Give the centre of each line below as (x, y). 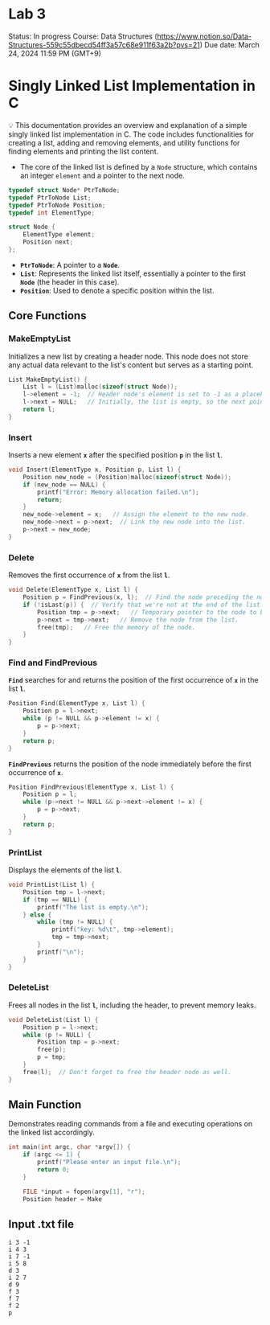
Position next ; (48, 242)
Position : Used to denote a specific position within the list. (117, 290)
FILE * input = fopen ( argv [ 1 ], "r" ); (84, 1192)
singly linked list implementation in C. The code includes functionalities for (131, 134)
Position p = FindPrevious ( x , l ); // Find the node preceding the (138, 597)
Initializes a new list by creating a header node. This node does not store (129, 356)
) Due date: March (229, 44)
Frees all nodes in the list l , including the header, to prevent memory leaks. (132, 1005)
